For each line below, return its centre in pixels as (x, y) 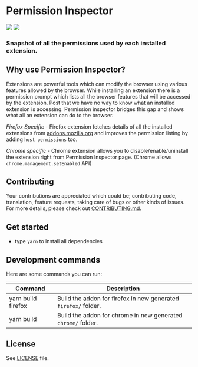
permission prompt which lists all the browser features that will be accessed (98, 96)
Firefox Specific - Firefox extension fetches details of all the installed (89, 127)
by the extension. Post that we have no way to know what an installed (90, 103)
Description (123, 289)
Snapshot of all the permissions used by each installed (86, 43)
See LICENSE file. (27, 358)
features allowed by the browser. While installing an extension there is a (93, 90)
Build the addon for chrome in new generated (120, 316)
